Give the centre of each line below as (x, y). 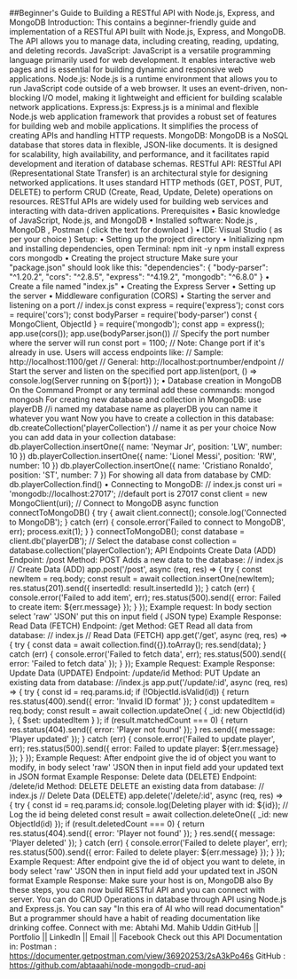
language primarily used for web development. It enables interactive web (143, 60)
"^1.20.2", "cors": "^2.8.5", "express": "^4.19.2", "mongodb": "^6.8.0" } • (140, 277)
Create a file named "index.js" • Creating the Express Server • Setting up (143, 286)
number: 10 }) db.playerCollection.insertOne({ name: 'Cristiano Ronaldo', (141, 466)
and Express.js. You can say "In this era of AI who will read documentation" (147, 908)
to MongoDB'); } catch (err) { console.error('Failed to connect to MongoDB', (147, 522)
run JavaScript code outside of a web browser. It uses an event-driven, (139, 88)
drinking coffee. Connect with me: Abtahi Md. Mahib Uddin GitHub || (134, 928)
